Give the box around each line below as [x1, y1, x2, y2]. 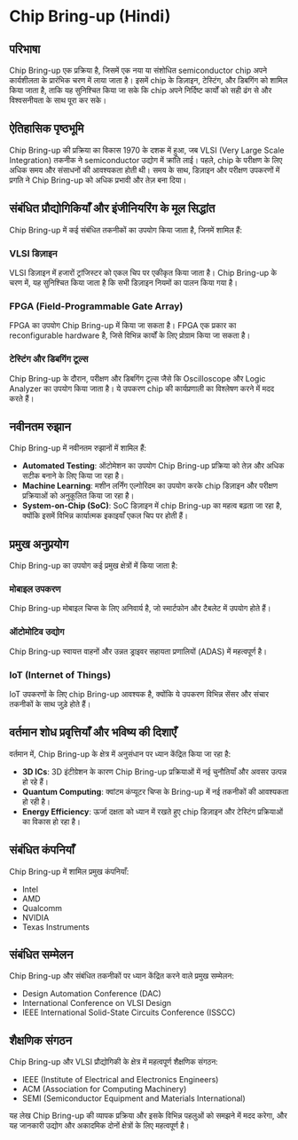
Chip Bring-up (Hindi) [9, 6, 171, 27]
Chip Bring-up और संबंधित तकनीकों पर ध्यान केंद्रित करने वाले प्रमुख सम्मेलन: [9, 971, 235, 981]
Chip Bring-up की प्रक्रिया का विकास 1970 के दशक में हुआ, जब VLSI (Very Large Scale [9, 145, 285, 155]
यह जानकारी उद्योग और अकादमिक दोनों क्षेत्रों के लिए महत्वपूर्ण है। [9, 1120, 190, 1131]
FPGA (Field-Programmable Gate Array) [9, 300, 184, 312]
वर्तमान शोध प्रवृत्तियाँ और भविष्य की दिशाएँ [9, 725, 177, 740]
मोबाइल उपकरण [9, 583, 61, 595]
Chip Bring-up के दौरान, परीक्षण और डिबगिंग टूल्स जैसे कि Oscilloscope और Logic [9, 373, 266, 383]
